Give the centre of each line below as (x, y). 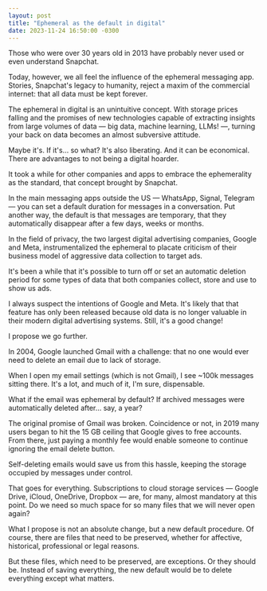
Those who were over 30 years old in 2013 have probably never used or (126, 53)
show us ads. (30, 289)
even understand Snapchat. (54, 61)
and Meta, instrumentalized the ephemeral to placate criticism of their (123, 247)
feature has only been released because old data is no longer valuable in (128, 313)
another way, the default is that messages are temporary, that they (118, 215)
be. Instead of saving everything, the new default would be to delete (120, 570)
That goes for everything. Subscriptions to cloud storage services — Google (133, 488)
